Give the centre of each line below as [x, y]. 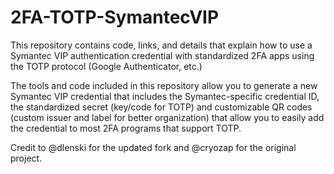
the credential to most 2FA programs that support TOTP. [126, 128]
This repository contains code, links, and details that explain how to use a [161, 45]
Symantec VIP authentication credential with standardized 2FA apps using [162, 55]
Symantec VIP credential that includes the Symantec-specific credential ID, [165, 96]
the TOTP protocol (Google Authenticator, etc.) [106, 66]
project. [26, 158]
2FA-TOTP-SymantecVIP [115, 17]
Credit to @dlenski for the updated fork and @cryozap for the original [153, 147]
